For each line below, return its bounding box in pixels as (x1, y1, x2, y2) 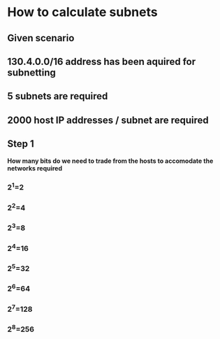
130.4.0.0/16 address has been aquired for (7, 55, 196, 67)
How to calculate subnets (7, 4, 159, 20)
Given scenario (7, 32, 75, 44)
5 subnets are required (7, 90, 108, 102)
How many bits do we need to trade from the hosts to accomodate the (7, 157, 214, 165)
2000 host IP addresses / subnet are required (7, 114, 210, 126)
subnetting (7, 66, 56, 78)
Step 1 (7, 138, 35, 150)
